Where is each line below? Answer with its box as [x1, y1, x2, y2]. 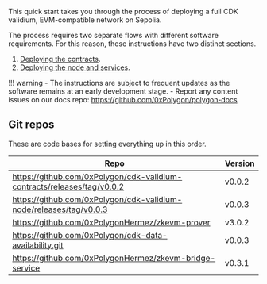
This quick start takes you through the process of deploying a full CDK [8, 7, 238, 16]
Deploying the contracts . [19, 55, 101, 63]
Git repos [8, 118, 55, 132]
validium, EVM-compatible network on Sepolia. [8, 15, 162, 25]
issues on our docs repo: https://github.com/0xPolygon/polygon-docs [8, 95, 238, 104]
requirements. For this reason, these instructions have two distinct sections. [8, 39, 257, 48]
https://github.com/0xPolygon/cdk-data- [12, 229, 168, 240]
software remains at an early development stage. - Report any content [8, 86, 238, 96]
